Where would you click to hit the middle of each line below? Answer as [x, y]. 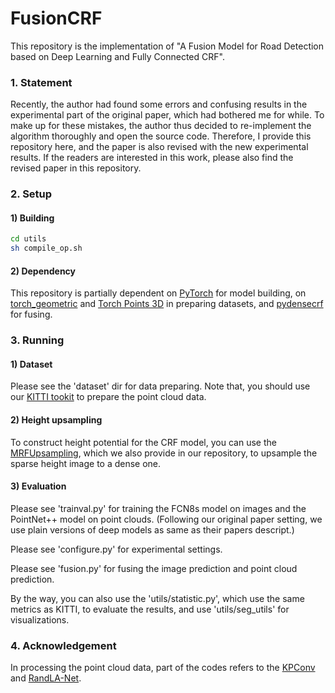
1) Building [32, 218]
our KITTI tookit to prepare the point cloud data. [108, 397]
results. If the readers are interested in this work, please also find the [152, 158]
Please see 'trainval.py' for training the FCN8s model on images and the [158, 508]
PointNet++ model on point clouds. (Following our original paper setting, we [166, 519]
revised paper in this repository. [76, 168]
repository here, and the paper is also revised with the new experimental [159, 147]
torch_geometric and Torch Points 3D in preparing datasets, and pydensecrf [167, 304]
